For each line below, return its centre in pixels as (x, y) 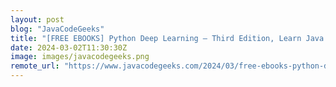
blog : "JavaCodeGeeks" (57, 29)
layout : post (37, 19)
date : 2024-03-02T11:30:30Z (69, 47)
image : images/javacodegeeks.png (80, 57)
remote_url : (35, 66)
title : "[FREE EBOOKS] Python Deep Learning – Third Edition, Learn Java (167, 38)
